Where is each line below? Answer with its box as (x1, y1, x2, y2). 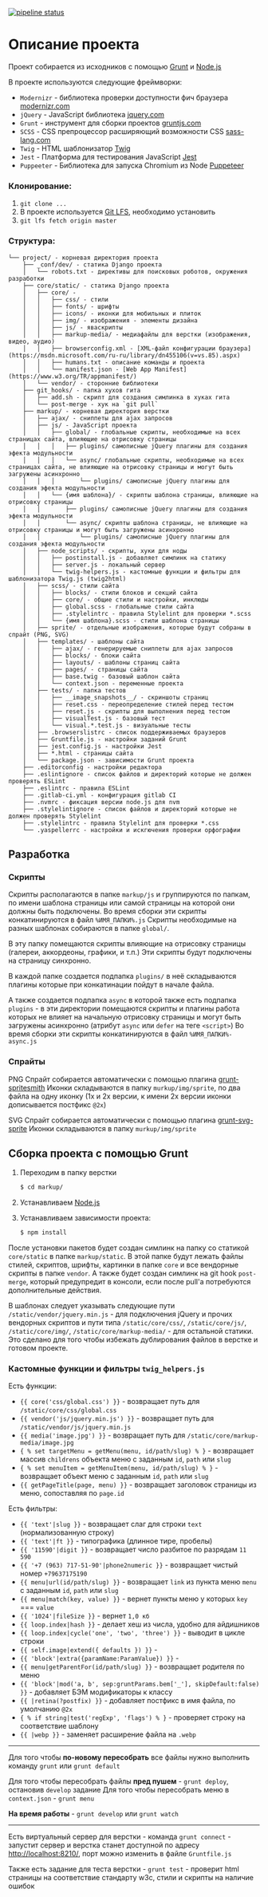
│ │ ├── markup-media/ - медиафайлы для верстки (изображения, (22, 330, 251, 338)
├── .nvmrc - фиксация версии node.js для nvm (22, 798, 180, 806)
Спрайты (8, 1056, 45, 1067)
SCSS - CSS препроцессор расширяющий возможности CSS (19, 126, 225, 136)
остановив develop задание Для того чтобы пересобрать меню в (8, 1785, 230, 1795)
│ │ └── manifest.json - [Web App (22, 365, 152, 373)
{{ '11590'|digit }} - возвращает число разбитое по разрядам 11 (19, 1544, 247, 1555)
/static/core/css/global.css (19, 1406, 117, 1415)
